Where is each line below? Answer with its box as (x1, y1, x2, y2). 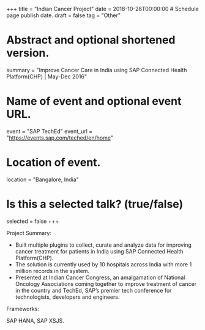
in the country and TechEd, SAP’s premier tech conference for (15, 287, 172, 294)
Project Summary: (6, 229, 52, 236)
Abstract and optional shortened (6, 33, 176, 47)
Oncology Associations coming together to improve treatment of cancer (15, 280, 197, 287)
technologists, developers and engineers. (15, 293, 120, 301)
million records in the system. (15, 267, 90, 274)
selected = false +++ (6, 217, 59, 225)
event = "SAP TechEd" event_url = (6, 127, 93, 135)
